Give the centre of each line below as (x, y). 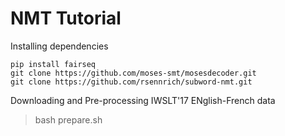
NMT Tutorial (66, 18)
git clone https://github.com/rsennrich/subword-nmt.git (131, 82)
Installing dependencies (59, 46)
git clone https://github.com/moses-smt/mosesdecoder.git (133, 73)
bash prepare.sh (68, 119)
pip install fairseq (53, 64)
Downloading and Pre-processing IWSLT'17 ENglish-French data (143, 100)
